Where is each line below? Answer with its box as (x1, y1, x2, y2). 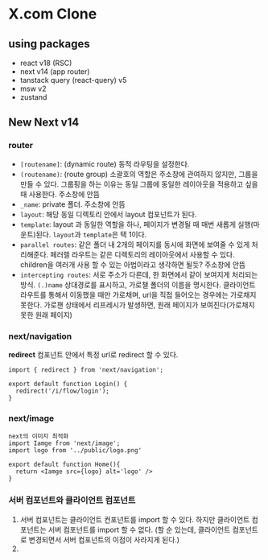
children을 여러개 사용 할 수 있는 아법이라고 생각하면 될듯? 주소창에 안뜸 (19, 259, 246, 270)
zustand (19, 93, 47, 101)
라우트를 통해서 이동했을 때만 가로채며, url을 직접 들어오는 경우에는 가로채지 (19, 290, 257, 299)
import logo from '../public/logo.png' (8, 447, 142, 455)
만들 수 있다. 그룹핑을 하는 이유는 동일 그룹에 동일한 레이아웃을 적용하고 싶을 (19, 179, 259, 189)
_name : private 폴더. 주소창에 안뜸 (19, 199, 126, 209)
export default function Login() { (8, 380, 128, 388)
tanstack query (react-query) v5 (19, 76, 127, 84)
